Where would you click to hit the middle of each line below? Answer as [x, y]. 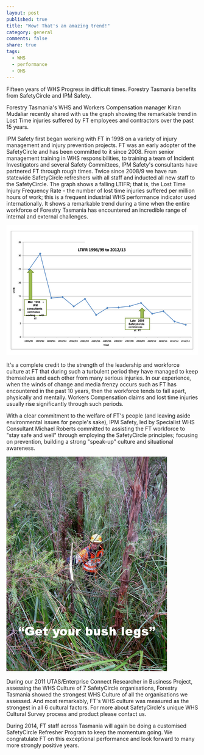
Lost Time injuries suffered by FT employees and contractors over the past [100, 120]
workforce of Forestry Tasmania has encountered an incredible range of [97, 210]
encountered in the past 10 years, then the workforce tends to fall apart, [97, 391]
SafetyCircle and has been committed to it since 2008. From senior [90, 151]
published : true [27, 19]
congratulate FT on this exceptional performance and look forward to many [100, 739]
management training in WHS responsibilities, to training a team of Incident [100, 158]
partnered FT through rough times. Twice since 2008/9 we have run [92, 171]
